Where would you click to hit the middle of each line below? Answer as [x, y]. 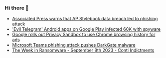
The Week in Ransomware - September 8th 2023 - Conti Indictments [83, 50]
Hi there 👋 [17, 8]
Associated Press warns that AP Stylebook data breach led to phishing [85, 19]
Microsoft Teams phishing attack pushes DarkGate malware [74, 45]
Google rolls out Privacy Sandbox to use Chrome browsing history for [84, 35]
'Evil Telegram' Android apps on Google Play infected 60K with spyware [86, 29]
